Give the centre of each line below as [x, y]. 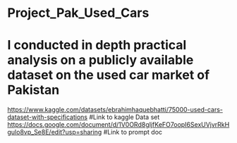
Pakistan [34, 90]
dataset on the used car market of [109, 75]
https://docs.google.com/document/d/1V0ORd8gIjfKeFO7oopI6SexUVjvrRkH [119, 125]
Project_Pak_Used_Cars [78, 13]
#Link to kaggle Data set [124, 117]
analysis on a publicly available [101, 60]
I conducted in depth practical [97, 45]
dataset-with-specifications [48, 117]
